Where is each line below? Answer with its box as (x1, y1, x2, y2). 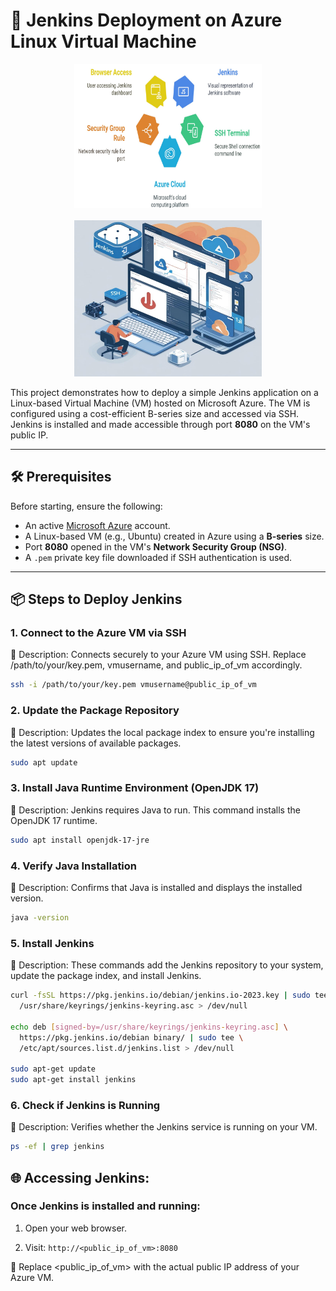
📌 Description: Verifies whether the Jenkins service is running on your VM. (10, 1121, 318, 1133)
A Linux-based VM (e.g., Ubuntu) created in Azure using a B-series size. (24, 530, 325, 542)
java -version (10, 912, 70, 923)
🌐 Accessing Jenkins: (10, 1169, 150, 1186)
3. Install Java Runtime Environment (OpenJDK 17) (10, 781, 260, 795)
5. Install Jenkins (10, 936, 95, 950)
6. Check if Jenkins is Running (10, 1098, 161, 1112)
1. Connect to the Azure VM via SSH (10, 626, 187, 640)
